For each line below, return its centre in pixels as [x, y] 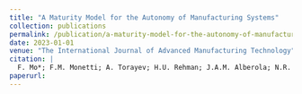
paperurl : [28, 76]
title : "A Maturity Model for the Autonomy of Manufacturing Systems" [144, 17]
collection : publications [58, 26]
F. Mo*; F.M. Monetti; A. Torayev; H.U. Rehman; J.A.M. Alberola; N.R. [155, 68]
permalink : [30, 34]
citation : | [31, 59]
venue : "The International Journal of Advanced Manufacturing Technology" [152, 51]
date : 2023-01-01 [42, 43]
